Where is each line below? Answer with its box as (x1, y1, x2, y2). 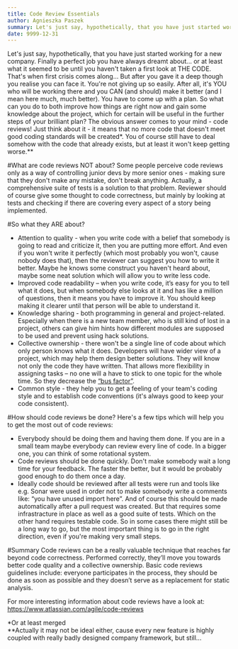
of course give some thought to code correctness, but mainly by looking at (7, 191, 225, 200)
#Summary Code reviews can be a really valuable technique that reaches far (7, 546, 231, 555)
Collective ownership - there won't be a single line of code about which (17, 339, 227, 348)
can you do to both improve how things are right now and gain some (7, 102, 207, 111)
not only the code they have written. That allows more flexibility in (17, 362, 210, 371)
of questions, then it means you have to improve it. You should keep (17, 294, 216, 303)
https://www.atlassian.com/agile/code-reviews (7, 605, 144, 614)
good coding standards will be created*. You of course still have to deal (7, 132, 215, 141)
